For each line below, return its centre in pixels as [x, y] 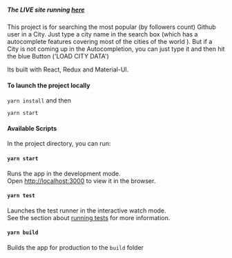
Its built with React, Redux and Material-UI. [68, 69]
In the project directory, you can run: [59, 144]
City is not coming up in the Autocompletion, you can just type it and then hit [116, 49]
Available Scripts [32, 128]
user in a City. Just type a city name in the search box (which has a [103, 34]
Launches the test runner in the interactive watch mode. [87, 211]
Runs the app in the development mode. [64, 173]
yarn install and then [39, 100]
